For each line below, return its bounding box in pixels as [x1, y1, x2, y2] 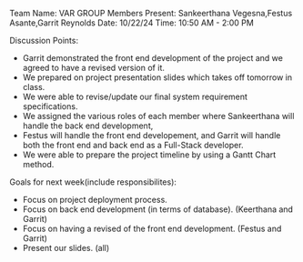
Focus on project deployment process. [22, 195, 168, 205]
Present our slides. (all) [22, 243, 110, 253]
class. [22, 82, 45, 92]
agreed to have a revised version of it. [22, 63, 166, 73]
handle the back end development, [22, 120, 154, 131]
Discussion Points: [9, 35, 79, 45]
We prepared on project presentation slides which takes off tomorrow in [22, 72, 293, 83]
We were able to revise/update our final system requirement [22, 91, 248, 102]
